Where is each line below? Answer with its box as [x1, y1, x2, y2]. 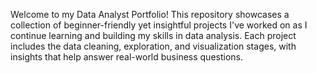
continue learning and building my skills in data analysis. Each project [10, 30, 297, 41]
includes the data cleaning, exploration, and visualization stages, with [10, 40, 297, 52]
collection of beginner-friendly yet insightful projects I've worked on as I [10, 19, 308, 31]
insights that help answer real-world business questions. [10, 51, 244, 63]
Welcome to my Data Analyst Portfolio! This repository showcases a [10, 9, 290, 20]
